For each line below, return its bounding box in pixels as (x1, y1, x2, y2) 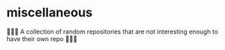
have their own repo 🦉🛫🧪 (6, 34, 78, 42)
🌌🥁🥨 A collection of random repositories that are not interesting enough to (6, 27, 218, 36)
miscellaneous (6, 5, 93, 21)
